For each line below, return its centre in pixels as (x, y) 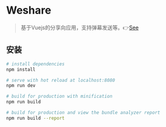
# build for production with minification (59, 96)
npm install (21, 69)
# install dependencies (36, 64)
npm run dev (21, 86)
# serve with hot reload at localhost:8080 (61, 80)
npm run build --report (36, 118)
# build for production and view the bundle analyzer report (83, 113)
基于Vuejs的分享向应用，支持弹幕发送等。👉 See (80, 27)
